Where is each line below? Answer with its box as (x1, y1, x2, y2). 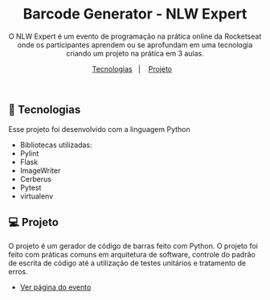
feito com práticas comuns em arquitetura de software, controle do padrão (8, 249, 256, 259)
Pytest (19, 183, 42, 192)
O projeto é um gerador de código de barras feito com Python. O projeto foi (8, 240, 259, 250)
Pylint (19, 148, 39, 158)
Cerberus (19, 174, 52, 183)
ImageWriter (19, 166, 61, 175)
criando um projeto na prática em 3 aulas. (65, 48, 205, 58)
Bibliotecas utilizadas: (19, 140, 92, 150)
